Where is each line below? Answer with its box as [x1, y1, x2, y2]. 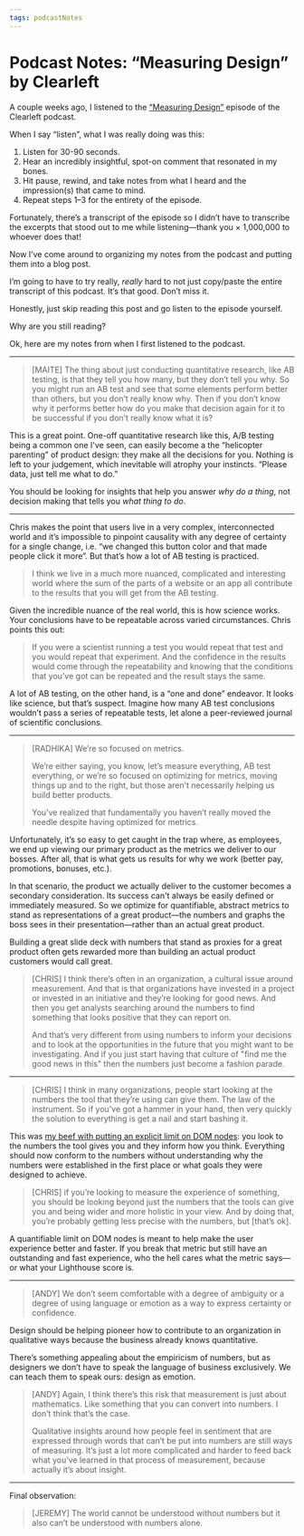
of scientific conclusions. [9, 716, 103, 727]
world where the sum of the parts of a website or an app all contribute [31, 577, 293, 589]
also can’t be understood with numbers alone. [31, 1517, 204, 1528]
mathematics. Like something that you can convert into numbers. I [31, 1398, 279, 1409]
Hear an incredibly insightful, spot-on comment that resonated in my [22, 156, 278, 167]
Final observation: [9, 1490, 77, 1501]
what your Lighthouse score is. [19, 1262, 135, 1272]
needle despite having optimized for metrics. [31, 816, 199, 827]
